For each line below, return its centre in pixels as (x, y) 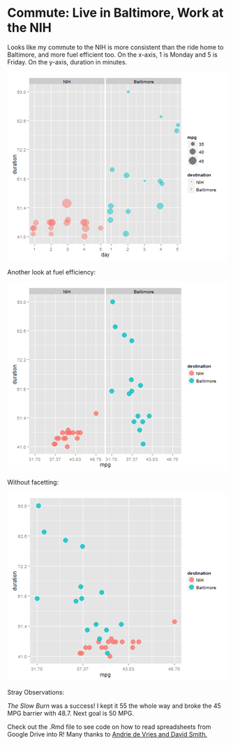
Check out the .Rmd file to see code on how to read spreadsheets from (109, 727)
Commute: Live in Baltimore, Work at (115, 13)
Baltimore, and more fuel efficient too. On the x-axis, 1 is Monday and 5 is (112, 55)
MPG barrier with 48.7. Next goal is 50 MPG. (71, 713)
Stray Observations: (36, 692)
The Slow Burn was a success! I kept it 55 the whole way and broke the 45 (114, 706)
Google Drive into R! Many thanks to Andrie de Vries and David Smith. (107, 734)
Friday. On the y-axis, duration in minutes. (67, 62)
